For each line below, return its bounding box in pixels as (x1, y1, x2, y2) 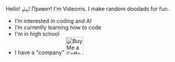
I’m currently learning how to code (14, 24, 102, 31)
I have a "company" (14, 49, 65, 56)
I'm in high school (14, 30, 59, 37)
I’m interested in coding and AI (14, 18, 92, 24)
